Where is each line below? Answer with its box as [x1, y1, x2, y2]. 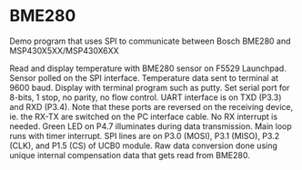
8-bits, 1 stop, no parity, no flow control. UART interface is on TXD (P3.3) [9, 92, 282, 103]
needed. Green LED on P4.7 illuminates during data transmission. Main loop [9, 120, 293, 132]
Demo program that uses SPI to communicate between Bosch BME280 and [9, 35, 291, 46]
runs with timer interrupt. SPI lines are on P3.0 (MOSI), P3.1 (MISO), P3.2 [9, 130, 280, 141]
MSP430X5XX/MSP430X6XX [9, 45, 120, 55]
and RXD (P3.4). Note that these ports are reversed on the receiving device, [9, 101, 294, 112]
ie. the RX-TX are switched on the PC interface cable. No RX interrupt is [9, 111, 278, 122]
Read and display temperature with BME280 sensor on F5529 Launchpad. [9, 63, 287, 74]
